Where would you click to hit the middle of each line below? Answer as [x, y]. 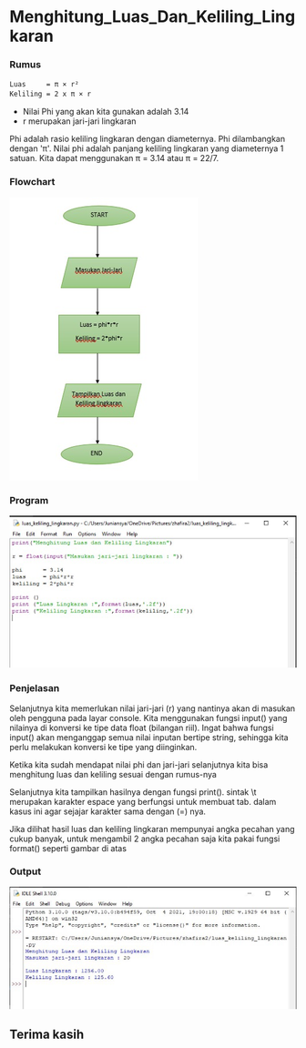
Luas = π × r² [44, 85]
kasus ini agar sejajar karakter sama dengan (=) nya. [108, 811]
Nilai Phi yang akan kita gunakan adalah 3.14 [106, 112]
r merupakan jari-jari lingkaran [79, 121]
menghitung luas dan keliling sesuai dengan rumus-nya [113, 774]
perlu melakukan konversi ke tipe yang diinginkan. [103, 747]
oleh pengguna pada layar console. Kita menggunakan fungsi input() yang [148, 717]
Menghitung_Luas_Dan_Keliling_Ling [153, 17]
